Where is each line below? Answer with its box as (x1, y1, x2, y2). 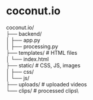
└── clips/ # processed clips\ (6, 87, 79, 94)
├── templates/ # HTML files (6, 49, 78, 56)
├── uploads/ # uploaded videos (6, 80, 87, 87)
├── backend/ (6, 30, 42, 37)
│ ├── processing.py (6, 43, 58, 50)
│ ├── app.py (6, 36, 40, 43)
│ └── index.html (6, 55, 49, 62)
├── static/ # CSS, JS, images (6, 61, 81, 69)
